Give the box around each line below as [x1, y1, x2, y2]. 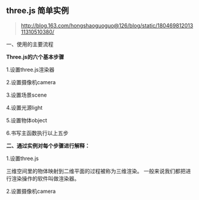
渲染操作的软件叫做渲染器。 [11, 175, 79, 182]
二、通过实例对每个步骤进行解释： [6, 142, 90, 149]
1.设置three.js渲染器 [6, 66, 55, 73]
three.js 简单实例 [6, 5, 69, 16]
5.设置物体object [6, 116, 48, 124]
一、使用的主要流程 [6, 41, 54, 48]
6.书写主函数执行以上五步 [6, 129, 69, 136]
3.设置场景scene [6, 91, 47, 99]
